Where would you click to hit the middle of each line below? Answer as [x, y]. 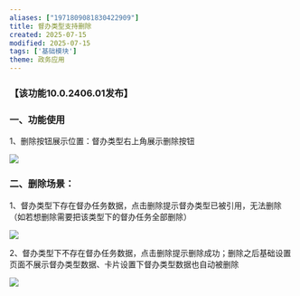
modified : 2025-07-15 [50, 43]
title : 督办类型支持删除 [51, 26]
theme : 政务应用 [37, 60]
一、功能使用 [37, 119]
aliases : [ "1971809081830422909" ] [75, 18]
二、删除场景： [42, 184]
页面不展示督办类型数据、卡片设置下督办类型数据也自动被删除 [124, 264]
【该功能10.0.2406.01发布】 [71, 93]
